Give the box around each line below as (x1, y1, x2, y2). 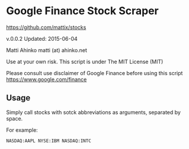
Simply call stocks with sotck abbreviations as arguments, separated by (6, 108, 181, 116)
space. (6, 115, 23, 122)
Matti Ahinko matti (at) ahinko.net (6, 46, 88, 54)
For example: (6, 126, 39, 134)
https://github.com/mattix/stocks (6, 24, 87, 31)
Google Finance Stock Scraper (6, 4, 159, 18)
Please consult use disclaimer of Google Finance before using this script (6, 69, 183, 76)
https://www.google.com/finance (6, 76, 87, 83)
